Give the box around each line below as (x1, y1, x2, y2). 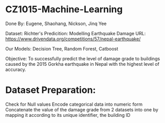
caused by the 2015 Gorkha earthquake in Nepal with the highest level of (5, 61, 159, 67)
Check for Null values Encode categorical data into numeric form (5, 101, 143, 107)
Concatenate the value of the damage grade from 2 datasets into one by (5, 106, 158, 113)
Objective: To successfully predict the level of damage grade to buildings (5, 55, 160, 62)
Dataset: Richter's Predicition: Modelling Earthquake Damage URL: (5, 30, 146, 36)
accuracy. (5, 66, 27, 72)
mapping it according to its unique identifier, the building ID (5, 112, 131, 118)
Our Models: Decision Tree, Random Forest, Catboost (5, 45, 118, 52)
